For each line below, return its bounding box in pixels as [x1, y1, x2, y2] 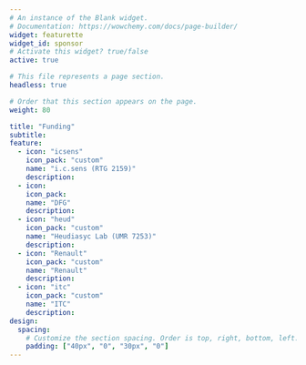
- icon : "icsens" [17, 147, 84, 157]
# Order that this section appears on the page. [9, 96, 198, 106]
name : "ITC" [25, 299, 71, 309]
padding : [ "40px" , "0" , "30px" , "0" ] [25, 342, 169, 351]
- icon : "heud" [17, 215, 76, 224]
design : [9, 316, 39, 326]
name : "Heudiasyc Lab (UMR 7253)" [25, 232, 157, 241]
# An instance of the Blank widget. [9, 13, 148, 23]
